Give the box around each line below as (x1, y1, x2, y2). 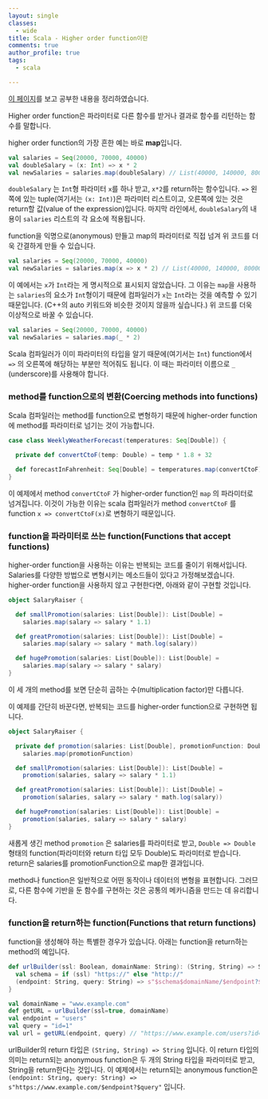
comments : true (8, 42, 59, 50)
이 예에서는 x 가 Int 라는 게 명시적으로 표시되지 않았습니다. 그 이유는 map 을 (8, 280, 235, 290)
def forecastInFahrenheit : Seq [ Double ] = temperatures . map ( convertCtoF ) (15, 465, 262, 473)
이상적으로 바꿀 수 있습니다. (8, 310, 94, 320)
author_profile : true (8, 49, 81, 57)
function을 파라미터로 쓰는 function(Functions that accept (8, 530, 231, 541)
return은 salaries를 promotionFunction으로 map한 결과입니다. (8, 858, 205, 868)
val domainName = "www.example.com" (8, 1000, 130, 1008)
